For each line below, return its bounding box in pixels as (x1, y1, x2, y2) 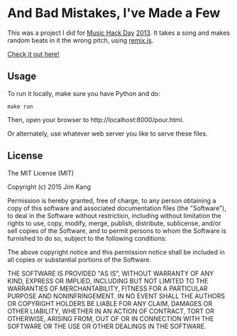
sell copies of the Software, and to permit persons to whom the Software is (7, 226, 227, 235)
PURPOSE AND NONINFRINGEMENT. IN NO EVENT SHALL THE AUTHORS (7, 291, 226, 300)
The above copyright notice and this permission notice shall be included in (7, 247, 225, 256)
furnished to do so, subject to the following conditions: (7, 234, 167, 242)
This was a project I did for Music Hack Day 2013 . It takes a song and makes (7, 28, 231, 37)
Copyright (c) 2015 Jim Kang (7, 183, 91, 191)
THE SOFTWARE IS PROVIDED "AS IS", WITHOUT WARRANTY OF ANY (7, 269, 214, 278)
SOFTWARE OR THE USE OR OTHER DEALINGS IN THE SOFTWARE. (7, 322, 206, 330)
